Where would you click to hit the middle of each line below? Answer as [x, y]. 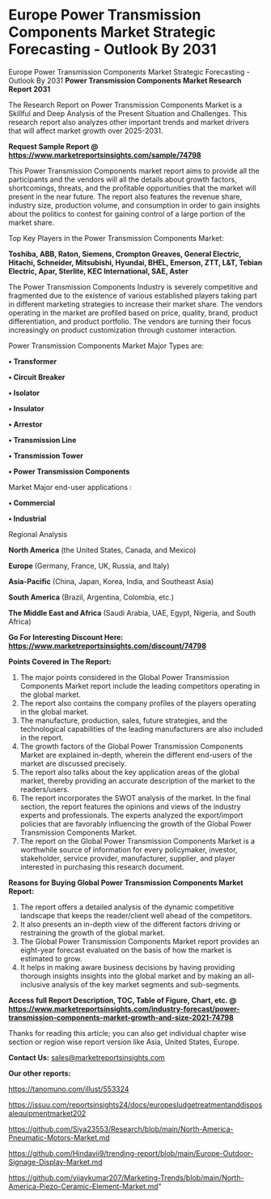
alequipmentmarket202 [47, 1113]
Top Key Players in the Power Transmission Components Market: [116, 238]
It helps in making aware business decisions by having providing [127, 967]
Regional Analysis [38, 534]
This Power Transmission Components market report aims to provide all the [134, 170]
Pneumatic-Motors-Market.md [59, 1137]
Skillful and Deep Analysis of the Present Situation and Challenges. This [128, 113]
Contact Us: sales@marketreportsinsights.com [87, 1057]
